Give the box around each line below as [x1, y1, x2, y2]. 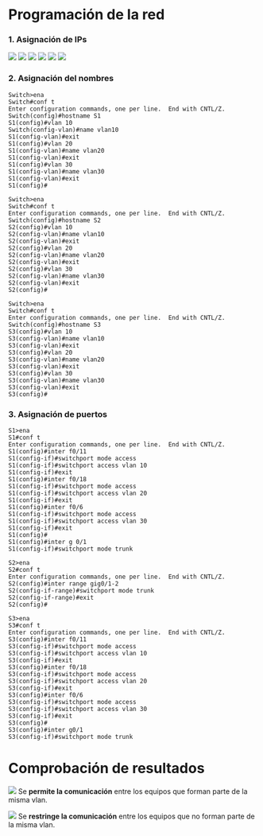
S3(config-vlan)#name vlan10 [8, 334, 105, 343]
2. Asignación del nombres [8, 73, 114, 84]
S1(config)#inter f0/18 [8, 476, 87, 484]
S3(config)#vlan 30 [8, 369, 73, 377]
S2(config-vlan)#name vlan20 [8, 251, 105, 259]
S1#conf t [8, 434, 41, 442]
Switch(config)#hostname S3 [8, 321, 102, 329]
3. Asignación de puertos [8, 408, 108, 419]
